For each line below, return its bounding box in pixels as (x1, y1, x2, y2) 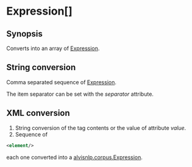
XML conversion (6, 108, 70, 118)
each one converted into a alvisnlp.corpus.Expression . (6, 154, 143, 161)
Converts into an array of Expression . (6, 44, 100, 52)
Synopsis (6, 29, 43, 39)
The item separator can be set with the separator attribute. (6, 90, 154, 98)
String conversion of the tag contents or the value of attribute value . (15, 124, 187, 132)
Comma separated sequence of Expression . (6, 78, 117, 86)
